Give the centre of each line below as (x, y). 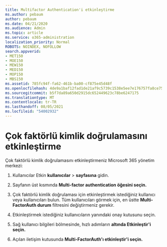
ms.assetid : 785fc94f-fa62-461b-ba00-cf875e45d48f (59, 83)
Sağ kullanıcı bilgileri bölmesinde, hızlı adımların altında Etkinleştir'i (82, 224)
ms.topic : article (24, 33)
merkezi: (14, 165)
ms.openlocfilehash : (27, 88)
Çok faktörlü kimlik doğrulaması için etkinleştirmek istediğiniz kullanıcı (84, 194)
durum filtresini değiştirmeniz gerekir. (76, 205)
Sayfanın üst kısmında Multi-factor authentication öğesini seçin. (80, 185)
